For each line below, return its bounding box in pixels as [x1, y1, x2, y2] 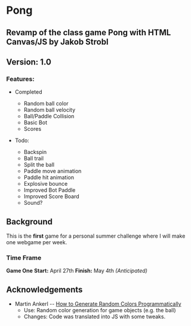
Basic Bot [23, 119, 48, 126]
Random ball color [23, 100, 69, 107]
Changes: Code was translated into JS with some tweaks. [23, 313, 166, 320]
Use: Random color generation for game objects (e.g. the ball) [23, 307, 176, 314]
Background [6, 216, 53, 227]
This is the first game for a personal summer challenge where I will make [6, 232, 186, 239]
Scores [23, 125, 42, 133]
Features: [6, 75, 35, 83]
